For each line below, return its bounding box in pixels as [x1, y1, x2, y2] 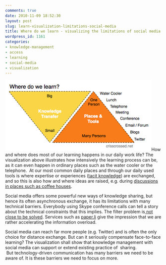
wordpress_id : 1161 [5, 34, 46, 39]
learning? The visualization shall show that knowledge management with [5, 239, 153, 245]
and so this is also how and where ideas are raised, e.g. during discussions [5, 178, 159, 184]
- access [5, 50, 23, 54]
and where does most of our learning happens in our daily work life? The [5, 152, 154, 158]
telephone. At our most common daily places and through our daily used [5, 167, 154, 173]
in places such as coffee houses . [5, 183, 72, 189]
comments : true [5, 8, 37, 13]
